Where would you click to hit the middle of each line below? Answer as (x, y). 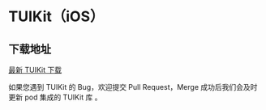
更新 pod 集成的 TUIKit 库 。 (56, 97)
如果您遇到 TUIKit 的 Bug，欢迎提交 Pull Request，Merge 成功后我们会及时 (133, 87)
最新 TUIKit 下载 (35, 70)
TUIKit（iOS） (56, 17)
